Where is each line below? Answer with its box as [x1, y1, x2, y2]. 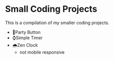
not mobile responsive [19, 49, 65, 55]
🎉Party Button [12, 29, 41, 35]
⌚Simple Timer [12, 34, 43, 40]
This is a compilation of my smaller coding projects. [5, 20, 110, 26]
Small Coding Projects [5, 3, 97, 15]
